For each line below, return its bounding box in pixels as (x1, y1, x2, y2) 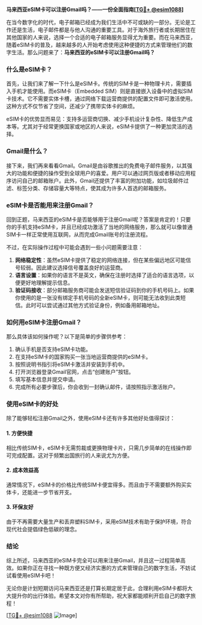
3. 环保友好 (6, 503, 34, 511)
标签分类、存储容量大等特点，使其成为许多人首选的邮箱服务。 (16, 184, 170, 191)
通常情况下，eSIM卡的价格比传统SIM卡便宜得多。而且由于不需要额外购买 (6, 481, 186, 488)
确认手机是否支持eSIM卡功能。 (14, 346, 91, 353)
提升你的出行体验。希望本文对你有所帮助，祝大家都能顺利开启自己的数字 (11, 592, 191, 600)
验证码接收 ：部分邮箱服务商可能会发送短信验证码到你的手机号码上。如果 (14, 286, 194, 294)
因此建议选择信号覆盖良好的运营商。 (35, 264, 126, 271)
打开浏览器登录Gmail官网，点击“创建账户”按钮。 (14, 368, 134, 376)
